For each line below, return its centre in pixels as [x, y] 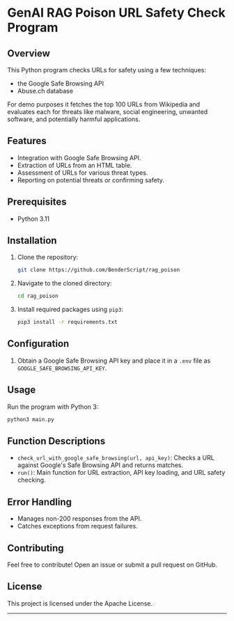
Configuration [38, 344]
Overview [29, 53]
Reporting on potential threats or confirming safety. [91, 180]
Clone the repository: [48, 257]
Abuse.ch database [45, 91]
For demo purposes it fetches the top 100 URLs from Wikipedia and [104, 104]
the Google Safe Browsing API [61, 84]
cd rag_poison [38, 296]
